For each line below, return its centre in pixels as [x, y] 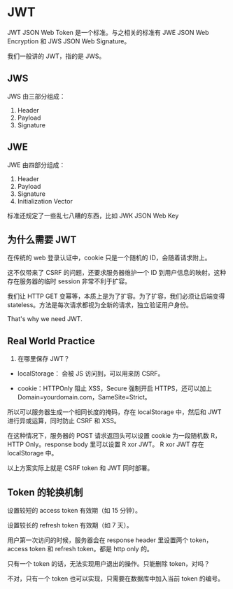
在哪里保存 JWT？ [43, 359]
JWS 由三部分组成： [36, 96]
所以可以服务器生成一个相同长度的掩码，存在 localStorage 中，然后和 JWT [114, 412]
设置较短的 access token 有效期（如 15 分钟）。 [75, 510]
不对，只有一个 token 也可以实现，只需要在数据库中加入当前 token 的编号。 [116, 579]
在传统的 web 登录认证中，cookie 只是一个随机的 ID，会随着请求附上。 [109, 258]
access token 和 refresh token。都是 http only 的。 [80, 549]
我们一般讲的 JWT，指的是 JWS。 [56, 56]
